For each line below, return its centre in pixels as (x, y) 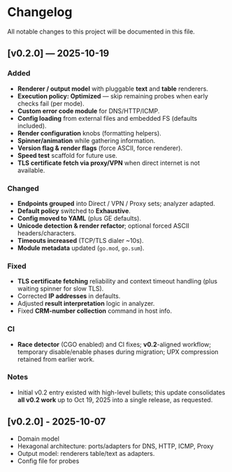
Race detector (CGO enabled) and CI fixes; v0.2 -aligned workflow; (114, 344)
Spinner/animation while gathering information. (86, 140)
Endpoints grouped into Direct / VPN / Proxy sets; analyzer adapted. (116, 203)
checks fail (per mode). (51, 103)
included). (32, 126)
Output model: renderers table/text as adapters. (86, 453)
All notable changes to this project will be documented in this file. (101, 31)
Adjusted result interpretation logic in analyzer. (86, 304)
